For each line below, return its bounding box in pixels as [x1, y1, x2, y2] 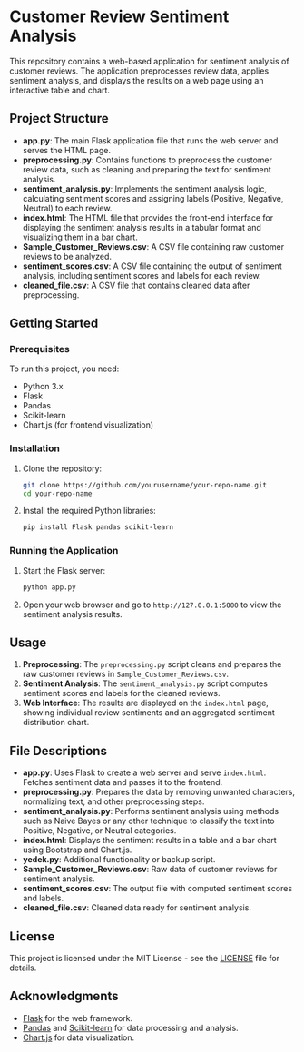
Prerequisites [9, 343, 70, 356]
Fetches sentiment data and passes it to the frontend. [22, 777, 223, 788]
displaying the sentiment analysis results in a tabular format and [22, 221, 261, 232]
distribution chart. [22, 717, 90, 728]
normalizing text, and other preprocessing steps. [22, 796, 205, 807]
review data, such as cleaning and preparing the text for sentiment [22, 163, 271, 174]
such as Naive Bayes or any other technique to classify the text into [22, 815, 275, 827]
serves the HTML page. [22, 144, 112, 155]
